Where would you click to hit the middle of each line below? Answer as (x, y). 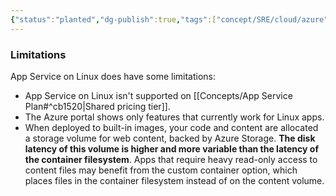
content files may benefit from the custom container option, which (161, 170)
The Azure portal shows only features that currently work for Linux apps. (174, 117)
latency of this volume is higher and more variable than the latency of (171, 148)
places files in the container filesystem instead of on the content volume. (174, 180)
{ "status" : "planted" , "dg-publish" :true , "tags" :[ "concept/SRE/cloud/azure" (169, 19)
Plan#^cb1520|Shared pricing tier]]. (97, 106)
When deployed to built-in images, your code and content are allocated (171, 127)
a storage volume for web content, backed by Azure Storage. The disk (170, 138)
